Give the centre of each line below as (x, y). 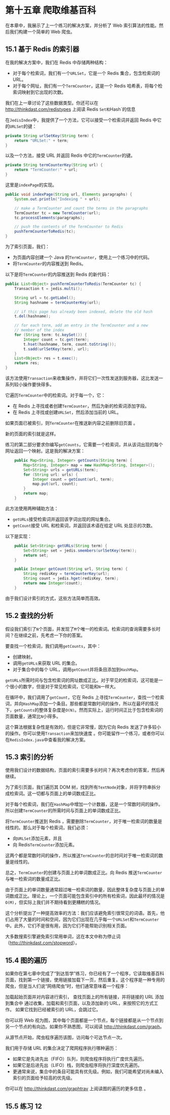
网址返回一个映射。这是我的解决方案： (45, 451)
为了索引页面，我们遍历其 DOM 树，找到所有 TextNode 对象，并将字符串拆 (81, 787)
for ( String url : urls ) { (51, 474)
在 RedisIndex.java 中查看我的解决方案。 (47, 739)
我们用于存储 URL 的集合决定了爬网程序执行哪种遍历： (62, 1048)
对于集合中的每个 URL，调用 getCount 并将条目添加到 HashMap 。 (77, 669)
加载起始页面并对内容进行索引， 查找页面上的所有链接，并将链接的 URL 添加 (85, 997)
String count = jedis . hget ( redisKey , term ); (71, 579)
